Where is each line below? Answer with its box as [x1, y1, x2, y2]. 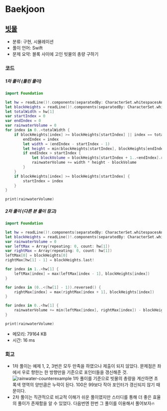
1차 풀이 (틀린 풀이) [5, 78, 42, 84]
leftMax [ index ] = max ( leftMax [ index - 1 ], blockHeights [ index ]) [14, 271, 150, 276]
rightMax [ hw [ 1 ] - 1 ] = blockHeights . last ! [5, 258, 94, 263]
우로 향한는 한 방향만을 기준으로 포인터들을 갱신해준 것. [21, 369, 128, 375]
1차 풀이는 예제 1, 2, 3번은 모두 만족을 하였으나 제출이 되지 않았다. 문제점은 [12, 363, 157, 369]
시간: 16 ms [12, 337, 35, 343]
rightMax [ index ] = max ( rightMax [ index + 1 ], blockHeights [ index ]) [14, 290, 155, 295]
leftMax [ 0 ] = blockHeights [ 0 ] [5, 253, 68, 258]
